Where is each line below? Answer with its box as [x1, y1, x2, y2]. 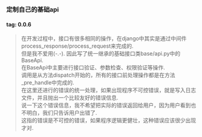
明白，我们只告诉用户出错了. [26, 109, 97, 116]
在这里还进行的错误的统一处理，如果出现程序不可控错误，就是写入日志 [21, 86, 197, 94]
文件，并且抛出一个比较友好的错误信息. [21, 94, 119, 101]
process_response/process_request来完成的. [21, 42, 134, 49]
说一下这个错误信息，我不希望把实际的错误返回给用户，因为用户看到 [21, 101, 191, 109]
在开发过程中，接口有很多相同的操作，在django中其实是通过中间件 [21, 35, 187, 42]
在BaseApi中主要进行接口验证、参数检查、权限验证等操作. [21, 64, 165, 71]
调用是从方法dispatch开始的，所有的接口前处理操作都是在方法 [21, 71, 175, 79]
